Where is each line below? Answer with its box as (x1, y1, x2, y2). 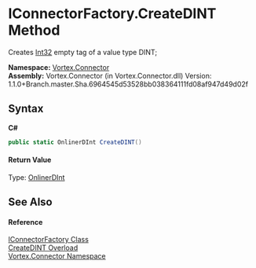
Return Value (8, 155, 52, 165)
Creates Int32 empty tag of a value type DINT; (8, 47, 158, 57)
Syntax (8, 102, 44, 116)
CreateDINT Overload (8, 243, 79, 252)
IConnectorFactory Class (8, 235, 89, 244)
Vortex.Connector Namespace (8, 251, 106, 261)
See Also (8, 196, 53, 209)
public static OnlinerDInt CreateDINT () (8, 138, 143, 146)
